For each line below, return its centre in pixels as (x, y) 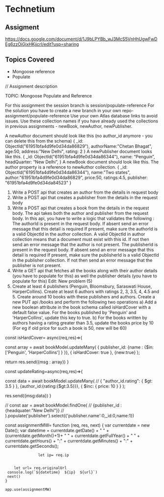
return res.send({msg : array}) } (37, 362)
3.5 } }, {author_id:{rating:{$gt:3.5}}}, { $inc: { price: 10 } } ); (65, 386)
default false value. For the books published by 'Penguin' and (74, 312)
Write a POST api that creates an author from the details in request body (85, 192)
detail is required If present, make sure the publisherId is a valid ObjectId (86, 255)
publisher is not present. (37, 265)
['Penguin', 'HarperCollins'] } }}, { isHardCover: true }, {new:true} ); (72, 352)
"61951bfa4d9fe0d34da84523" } (38, 182)
